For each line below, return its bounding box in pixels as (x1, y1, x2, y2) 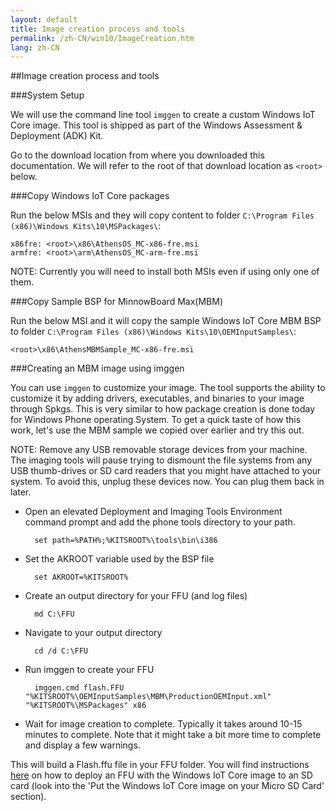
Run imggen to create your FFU (24, 664, 155, 676)
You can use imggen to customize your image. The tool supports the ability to (10, 382, 326, 394)
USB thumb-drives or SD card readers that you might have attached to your (10, 465, 322, 477)
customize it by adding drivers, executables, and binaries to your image (10, 392, 305, 405)
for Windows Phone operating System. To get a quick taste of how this (10, 414, 302, 426)
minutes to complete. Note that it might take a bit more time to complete (24, 729, 322, 741)
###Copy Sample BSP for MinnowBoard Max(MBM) (10, 296, 223, 308)
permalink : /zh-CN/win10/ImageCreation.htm (10, 33, 195, 43)
